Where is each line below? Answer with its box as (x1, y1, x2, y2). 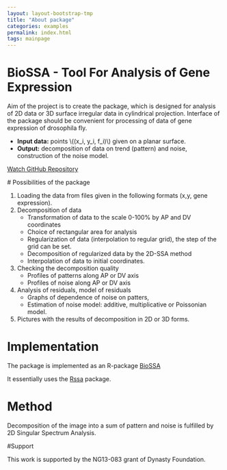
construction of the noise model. (16, 152, 109, 160)
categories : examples (7, 23, 69, 29)
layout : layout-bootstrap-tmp (7, 10, 94, 17)
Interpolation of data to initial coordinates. (27, 257, 145, 265)
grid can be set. (27, 242, 72, 250)
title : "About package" (7, 16, 75, 23)
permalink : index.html (7, 29, 72, 36)
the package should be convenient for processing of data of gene (7, 117, 193, 125)
